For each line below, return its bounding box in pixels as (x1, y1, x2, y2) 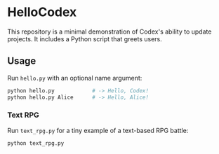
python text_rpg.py (7, 139, 65, 147)
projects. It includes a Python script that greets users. (7, 34, 163, 43)
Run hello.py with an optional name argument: (7, 73, 142, 82)
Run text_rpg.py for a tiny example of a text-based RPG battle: (7, 126, 189, 134)
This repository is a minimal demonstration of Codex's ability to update (7, 27, 212, 36)
